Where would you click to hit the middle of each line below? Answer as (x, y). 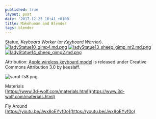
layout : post (18, 14)
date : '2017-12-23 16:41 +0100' (38, 19)
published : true (22, 10)
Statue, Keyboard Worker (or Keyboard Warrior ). (54, 42)
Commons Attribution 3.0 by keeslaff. (43, 67)
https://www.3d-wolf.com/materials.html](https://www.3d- (66, 91)
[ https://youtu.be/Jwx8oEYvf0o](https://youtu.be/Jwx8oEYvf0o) (70, 112)
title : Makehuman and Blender (36, 23)
